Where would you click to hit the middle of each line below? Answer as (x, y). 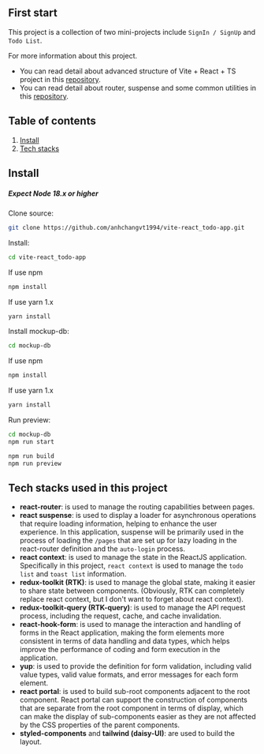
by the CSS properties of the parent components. (99, 725)
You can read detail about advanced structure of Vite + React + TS (128, 71)
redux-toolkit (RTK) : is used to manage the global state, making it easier (138, 583)
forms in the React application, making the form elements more (122, 633)
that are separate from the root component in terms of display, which (132, 708)
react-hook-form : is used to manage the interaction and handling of (130, 625)
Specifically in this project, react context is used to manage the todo (131, 566)
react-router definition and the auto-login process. (102, 549)
